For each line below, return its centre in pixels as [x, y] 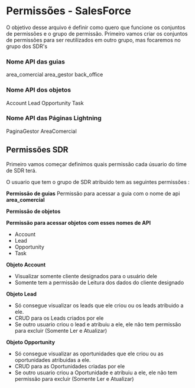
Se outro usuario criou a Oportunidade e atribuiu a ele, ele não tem [96, 373]
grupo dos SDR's [27, 46]
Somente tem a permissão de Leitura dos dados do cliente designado [99, 282]
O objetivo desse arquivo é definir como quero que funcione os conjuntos [96, 27]
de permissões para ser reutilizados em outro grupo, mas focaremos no [94, 40]
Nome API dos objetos [39, 90]
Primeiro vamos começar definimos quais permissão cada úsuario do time [97, 164]
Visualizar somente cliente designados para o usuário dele [86, 276]
